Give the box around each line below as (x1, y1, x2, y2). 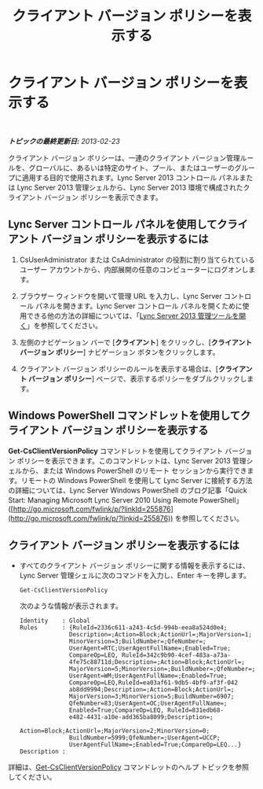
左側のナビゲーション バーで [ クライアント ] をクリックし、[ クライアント (19, 337, 253, 347)
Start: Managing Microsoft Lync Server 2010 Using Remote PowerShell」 (8, 495, 243, 504)
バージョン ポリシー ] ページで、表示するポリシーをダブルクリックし (28, 374, 247, 383)
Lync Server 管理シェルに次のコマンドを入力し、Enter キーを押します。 (19, 571, 251, 581)
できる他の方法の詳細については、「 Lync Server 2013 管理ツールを (26, 311, 239, 320)
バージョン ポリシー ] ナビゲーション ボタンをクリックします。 (19, 347, 220, 356)
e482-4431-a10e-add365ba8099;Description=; (69, 713, 214, 721)
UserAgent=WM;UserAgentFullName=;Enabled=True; (69, 672, 228, 680)
